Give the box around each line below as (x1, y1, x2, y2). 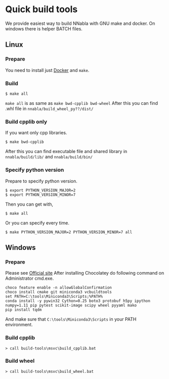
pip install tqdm (5, 308, 42, 313)
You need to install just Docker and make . (5, 67, 90, 73)
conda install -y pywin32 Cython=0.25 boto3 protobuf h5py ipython (5, 298, 151, 304)
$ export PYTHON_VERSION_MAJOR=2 (5, 187, 76, 193)
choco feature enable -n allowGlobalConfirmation (5, 285, 112, 290)
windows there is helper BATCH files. (5, 25, 82, 31)
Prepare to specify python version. (5, 178, 77, 184)
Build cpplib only (5, 118, 48, 125)
